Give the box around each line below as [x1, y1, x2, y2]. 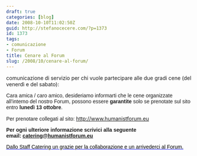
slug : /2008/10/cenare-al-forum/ [6, 58, 89, 64]
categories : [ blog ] [6, 14, 54, 20]
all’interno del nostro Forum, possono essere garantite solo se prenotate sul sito [6, 98, 191, 105]
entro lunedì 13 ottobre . [6, 104, 63, 110]
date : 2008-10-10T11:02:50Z [6, 19, 76, 25]
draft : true [6, 8, 35, 15]
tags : [6, 36, 20, 42]
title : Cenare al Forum [6, 53, 65, 58]
